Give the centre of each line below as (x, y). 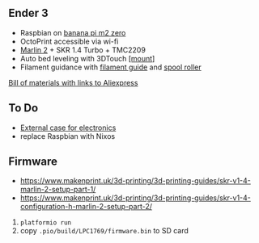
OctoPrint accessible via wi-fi (69, 41)
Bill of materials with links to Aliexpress (73, 82)
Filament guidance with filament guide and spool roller (110, 67)
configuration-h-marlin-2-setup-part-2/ (86, 207)
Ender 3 (28, 13)
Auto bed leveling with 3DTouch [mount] (87, 58)
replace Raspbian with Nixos (68, 136)
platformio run (46, 223)
